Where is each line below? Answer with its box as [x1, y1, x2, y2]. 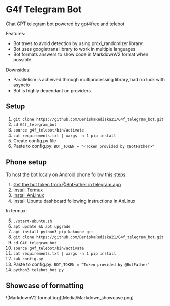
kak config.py [13, 256, 43, 261]
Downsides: [6, 67, 31, 73]
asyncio [13, 82, 30, 88]
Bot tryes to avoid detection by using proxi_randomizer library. [13, 40, 144, 47]
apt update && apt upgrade [13, 224, 71, 229]
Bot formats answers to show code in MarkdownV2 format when [13, 51, 149, 57]
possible [13, 56, 32, 62]
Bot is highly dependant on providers [13, 87, 91, 93]
